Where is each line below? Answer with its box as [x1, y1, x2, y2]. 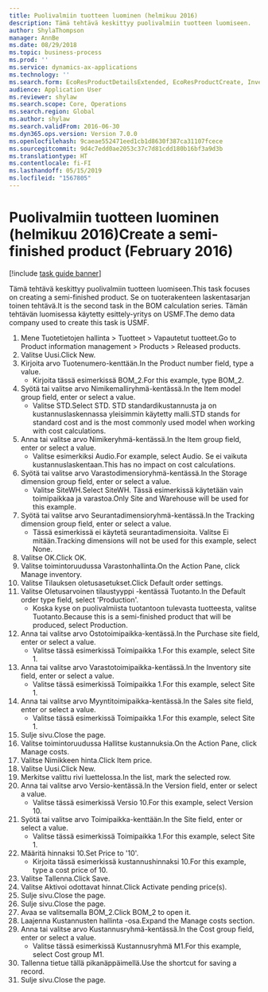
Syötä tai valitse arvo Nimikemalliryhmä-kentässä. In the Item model [20, 383, 241, 393]
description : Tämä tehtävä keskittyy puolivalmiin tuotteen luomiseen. [9, 19, 251, 27]
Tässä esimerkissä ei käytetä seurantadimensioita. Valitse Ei [32, 527, 229, 537]
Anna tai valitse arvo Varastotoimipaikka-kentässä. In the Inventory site [20, 662, 251, 672]
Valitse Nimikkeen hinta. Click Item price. [20, 755, 153, 765]
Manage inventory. [20, 569, 83, 579]
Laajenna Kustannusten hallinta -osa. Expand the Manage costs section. [20, 916, 255, 925]
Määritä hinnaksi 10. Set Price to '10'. [20, 848, 139, 858]
